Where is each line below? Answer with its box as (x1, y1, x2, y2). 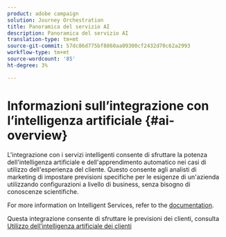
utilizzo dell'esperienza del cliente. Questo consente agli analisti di (7, 165, 197, 174)
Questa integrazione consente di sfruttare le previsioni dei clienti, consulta (7, 214, 220, 222)
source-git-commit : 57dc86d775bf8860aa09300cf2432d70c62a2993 (7, 42, 191, 49)
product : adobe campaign (7, 10, 79, 17)
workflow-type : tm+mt (7, 49, 70, 56)
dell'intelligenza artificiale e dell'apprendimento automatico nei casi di (7, 158, 207, 166)
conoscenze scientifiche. (7, 187, 79, 195)
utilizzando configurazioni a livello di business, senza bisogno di (7, 180, 191, 188)
